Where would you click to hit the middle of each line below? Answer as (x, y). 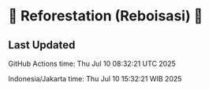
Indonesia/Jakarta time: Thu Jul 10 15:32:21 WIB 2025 (95, 79)
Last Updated (42, 45)
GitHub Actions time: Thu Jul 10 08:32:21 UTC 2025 (92, 63)
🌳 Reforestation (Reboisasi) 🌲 (106, 16)
